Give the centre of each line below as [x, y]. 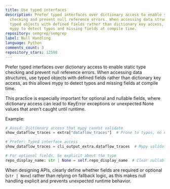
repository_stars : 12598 [31, 52]
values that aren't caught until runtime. [46, 109]
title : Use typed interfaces [36, 10]
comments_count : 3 [25, 48]
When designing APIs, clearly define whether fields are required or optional [84, 170]
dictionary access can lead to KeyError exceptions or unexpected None [80, 103]
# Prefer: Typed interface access [42, 142]
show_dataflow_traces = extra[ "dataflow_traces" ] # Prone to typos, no [83, 133]
